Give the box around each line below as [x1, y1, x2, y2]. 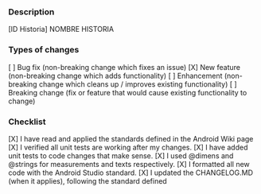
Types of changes [8, 45, 80, 56]
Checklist [8, 116, 46, 127]
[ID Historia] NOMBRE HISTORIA [8, 25, 114, 34]
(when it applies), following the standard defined [8, 176, 167, 185]
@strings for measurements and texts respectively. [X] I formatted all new [8, 159, 251, 169]
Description [8, 6, 55, 17]
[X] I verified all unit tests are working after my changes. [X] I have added [8, 142, 248, 152]
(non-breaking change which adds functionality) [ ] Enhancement [8, 71, 223, 80]
